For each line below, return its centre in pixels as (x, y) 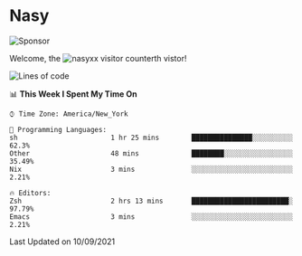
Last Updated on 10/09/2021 (62, 242)
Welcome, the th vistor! (98, 58)
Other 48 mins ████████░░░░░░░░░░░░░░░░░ (151, 153)
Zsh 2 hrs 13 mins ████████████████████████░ (151, 201)
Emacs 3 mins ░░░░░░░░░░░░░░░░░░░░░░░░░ (151, 217)
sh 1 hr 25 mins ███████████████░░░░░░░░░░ (151, 137)
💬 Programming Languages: (58, 129)
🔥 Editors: (30, 193)
